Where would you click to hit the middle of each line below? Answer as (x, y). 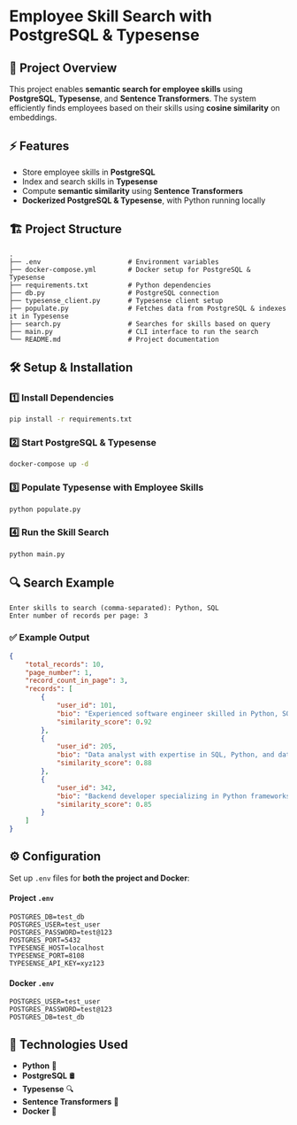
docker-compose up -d (49, 464)
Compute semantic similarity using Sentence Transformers (132, 190)
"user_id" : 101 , (86, 706)
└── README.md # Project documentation (114, 339)
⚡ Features (39, 147)
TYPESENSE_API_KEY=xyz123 (57, 964)
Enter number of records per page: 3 (79, 616)
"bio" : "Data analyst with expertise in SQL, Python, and (165, 755)
